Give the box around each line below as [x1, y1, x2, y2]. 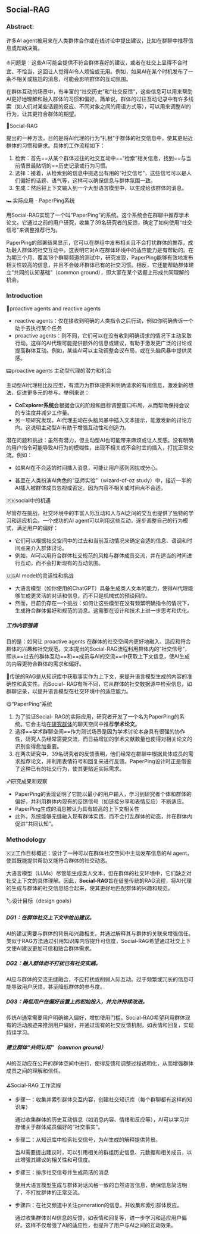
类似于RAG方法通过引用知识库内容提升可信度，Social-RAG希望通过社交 [6, 938, 180, 945]
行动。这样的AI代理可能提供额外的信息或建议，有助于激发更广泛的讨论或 [14, 339, 192, 346]
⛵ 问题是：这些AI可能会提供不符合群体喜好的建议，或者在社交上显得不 [6, 59, 177, 66]
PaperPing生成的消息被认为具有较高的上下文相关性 [14, 805, 140, 812]
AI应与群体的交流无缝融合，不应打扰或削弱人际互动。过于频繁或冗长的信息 [6, 976, 189, 983]
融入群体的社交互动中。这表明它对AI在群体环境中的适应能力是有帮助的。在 [11, 246, 194, 254]
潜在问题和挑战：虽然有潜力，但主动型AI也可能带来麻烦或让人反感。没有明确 [6, 436, 194, 443]
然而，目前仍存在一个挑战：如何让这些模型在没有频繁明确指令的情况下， [14, 599, 192, 607]
